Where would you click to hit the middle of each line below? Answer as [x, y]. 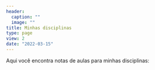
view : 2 [15, 38]
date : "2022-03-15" [30, 44]
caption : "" [26, 17]
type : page [19, 33]
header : [15, 11]
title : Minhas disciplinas [39, 28]
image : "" [23, 22]
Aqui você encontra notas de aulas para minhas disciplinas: [78, 60]
